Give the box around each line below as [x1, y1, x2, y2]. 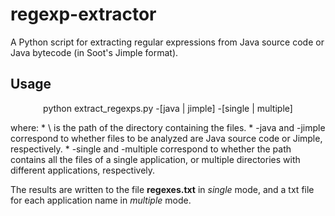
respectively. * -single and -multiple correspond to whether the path [10, 143, 292, 155]
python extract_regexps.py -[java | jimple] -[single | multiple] [43, 102, 293, 114]
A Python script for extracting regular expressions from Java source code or [10, 36, 325, 48]
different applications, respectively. [10, 164, 156, 176]
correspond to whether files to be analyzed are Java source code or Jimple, [10, 132, 323, 144]
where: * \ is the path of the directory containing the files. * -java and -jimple [10, 121, 326, 133]
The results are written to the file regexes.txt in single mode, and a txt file [10, 183, 315, 195]
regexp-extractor [10, 3, 157, 26]
